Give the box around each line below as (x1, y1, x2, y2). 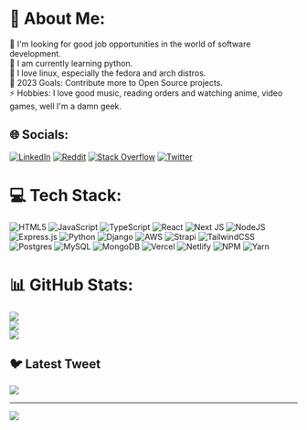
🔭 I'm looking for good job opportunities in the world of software (9, 38, 251, 49)
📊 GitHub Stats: (9, 274, 134, 295)
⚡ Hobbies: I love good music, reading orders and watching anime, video (9, 87, 283, 99)
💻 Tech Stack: (9, 184, 122, 205)
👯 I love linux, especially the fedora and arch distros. (9, 68, 206, 79)
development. (9, 47, 61, 58)
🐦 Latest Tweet (9, 356, 101, 372)
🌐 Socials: (9, 127, 69, 142)
